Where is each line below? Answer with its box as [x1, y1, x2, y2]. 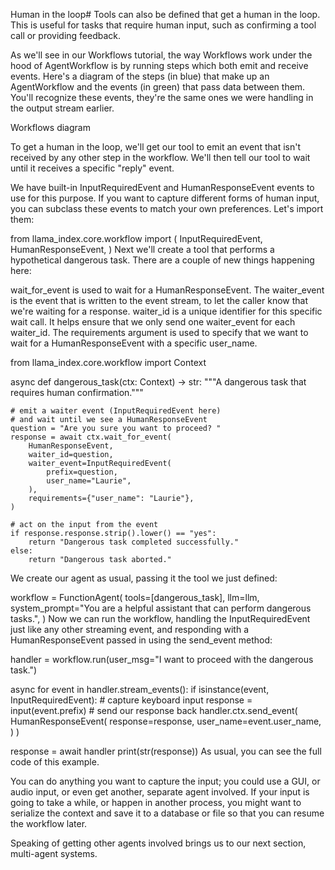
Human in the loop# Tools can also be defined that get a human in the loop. [10, 9, 321, 20]
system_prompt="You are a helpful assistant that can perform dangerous [10, 602, 312, 614]
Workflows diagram [10, 122, 91, 133]
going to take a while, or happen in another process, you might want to [10, 797, 302, 808]
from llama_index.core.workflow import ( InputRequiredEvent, [10, 233, 263, 244]
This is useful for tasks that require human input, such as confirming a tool [10, 19, 317, 31]
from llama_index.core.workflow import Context [10, 357, 207, 368]
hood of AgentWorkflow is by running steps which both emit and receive [10, 60, 309, 71]
